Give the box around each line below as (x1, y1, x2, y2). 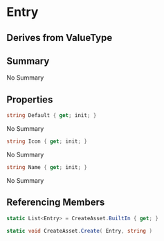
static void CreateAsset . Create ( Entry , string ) (6, 227, 153, 234)
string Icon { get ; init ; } (6, 138, 88, 145)
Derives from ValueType (6, 32, 113, 44)
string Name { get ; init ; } (6, 163, 88, 170)
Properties (6, 93, 53, 105)
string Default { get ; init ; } (6, 112, 97, 119)
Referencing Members (6, 197, 105, 208)
